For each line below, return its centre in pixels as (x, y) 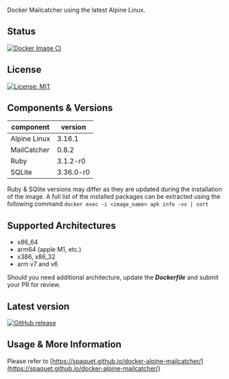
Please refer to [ (30, 361)
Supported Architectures (62, 225)
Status (22, 31)
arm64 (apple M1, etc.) (49, 250)
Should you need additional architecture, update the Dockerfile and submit (113, 277)
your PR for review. (34, 285)
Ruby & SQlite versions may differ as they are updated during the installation (115, 189)
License (24, 70)
